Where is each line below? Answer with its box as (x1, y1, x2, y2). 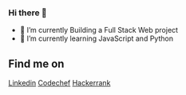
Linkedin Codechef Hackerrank (8, 78, 111, 88)
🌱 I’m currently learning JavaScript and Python (19, 34, 174, 43)
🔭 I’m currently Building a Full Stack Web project (19, 26, 178, 35)
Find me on (8, 57, 65, 70)
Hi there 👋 (8, 7, 48, 18)
